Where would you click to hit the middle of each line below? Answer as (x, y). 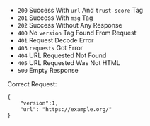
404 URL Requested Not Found (62, 55)
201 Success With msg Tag (55, 18)
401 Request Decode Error (56, 40)
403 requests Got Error (50, 48)
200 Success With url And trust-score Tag (80, 10)
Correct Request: (32, 84)
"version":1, (39, 103)
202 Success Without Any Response (70, 25)
